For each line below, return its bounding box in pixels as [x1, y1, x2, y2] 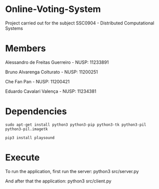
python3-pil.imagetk [5, 126, 48, 132]
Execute [5, 152, 40, 163]
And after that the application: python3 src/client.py [5, 178, 111, 184]
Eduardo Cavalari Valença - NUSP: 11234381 [5, 88, 96, 94]
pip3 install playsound [5, 135, 55, 140]
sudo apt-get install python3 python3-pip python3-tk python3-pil [5, 122, 146, 127]
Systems [5, 25, 23, 31]
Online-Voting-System [5, 3, 101, 15]
